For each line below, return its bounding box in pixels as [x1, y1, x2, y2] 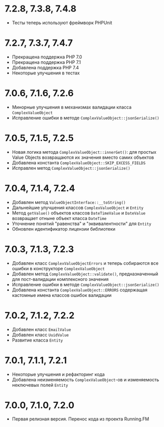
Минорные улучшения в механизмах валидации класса [12, 104, 132, 110]
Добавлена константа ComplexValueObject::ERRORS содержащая [12, 287, 147, 293]
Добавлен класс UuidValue [12, 332, 69, 338]
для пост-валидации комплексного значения [12, 276, 109, 282]
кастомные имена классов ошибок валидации [12, 292, 112, 298]
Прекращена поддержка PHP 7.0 [12, 54, 82, 60]
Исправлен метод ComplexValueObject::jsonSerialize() [12, 165, 131, 171]
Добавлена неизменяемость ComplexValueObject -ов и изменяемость [12, 376, 159, 382]
